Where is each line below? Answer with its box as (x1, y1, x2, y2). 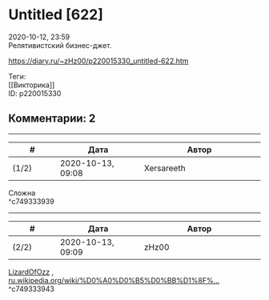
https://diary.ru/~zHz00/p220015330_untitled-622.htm (8, 56, 189, 66)
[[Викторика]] (8, 80, 55, 90)
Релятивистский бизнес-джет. (8, 40, 112, 50)
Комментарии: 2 (8, 112, 96, 126)
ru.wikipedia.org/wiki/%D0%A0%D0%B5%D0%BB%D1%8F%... (8, 275, 220, 285)
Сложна (8, 188, 36, 198)
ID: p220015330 (8, 88, 62, 98)
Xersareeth (143, 162, 186, 174)
